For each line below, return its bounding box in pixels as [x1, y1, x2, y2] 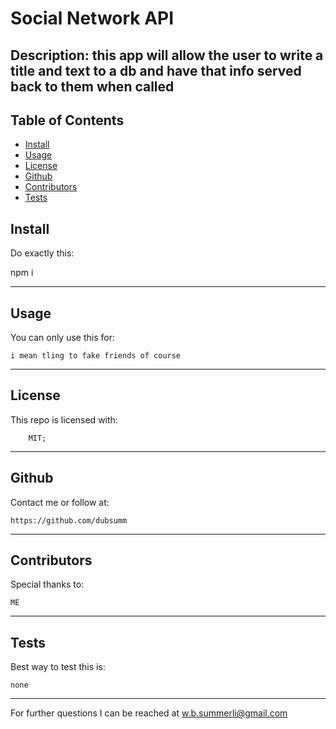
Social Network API [10, 7, 175, 30]
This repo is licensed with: [10, 413, 118, 426]
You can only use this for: [10, 332, 115, 344]
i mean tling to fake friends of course [10, 351, 182, 361]
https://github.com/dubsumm [10, 515, 128, 526]
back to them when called [10, 78, 175, 95]
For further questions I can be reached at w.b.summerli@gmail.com [10, 707, 288, 719]
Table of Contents [10, 112, 125, 129]
